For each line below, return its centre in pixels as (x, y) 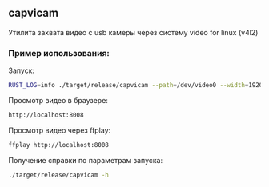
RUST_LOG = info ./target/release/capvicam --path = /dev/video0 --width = (128, 86)
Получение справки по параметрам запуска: (85, 160)
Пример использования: (59, 53)
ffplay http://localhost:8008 (59, 145)
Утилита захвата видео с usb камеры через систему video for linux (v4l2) (133, 32)
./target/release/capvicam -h (59, 175)
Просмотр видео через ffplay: (60, 130)
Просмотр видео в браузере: (58, 100)
